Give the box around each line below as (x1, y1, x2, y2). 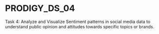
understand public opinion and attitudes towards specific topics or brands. (5, 23, 155, 29)
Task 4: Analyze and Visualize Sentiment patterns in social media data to (5, 19, 151, 24)
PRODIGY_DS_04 (5, 3, 75, 14)
